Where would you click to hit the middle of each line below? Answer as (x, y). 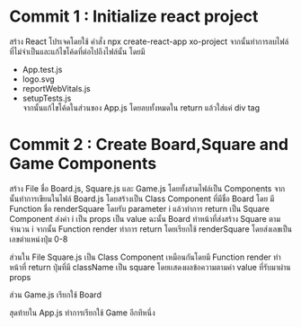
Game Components (83, 164)
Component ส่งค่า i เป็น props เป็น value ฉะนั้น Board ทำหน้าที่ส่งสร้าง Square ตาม (145, 218)
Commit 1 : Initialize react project (134, 17)
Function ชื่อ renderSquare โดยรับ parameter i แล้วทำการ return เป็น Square (139, 208)
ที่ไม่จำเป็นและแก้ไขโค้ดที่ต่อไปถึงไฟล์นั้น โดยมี (77, 51)
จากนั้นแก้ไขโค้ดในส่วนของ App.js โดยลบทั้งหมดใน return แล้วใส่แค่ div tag (141, 107)
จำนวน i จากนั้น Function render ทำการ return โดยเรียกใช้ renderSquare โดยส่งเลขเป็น (151, 229)
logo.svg (39, 79)
